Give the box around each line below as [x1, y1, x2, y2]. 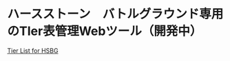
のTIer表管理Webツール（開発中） [7, 23, 202, 39]
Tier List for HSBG [7, 46, 59, 55]
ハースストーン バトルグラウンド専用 [7, 6, 224, 22]
